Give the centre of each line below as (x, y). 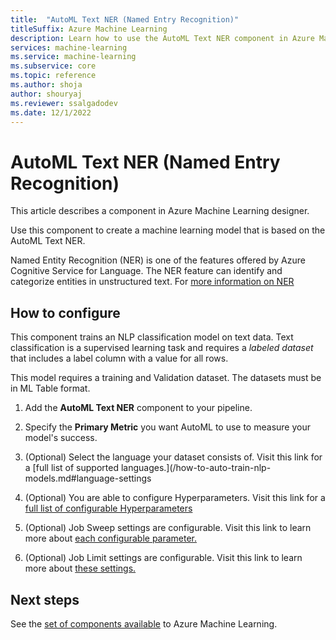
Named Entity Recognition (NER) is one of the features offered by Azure (158, 260)
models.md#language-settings (88, 478)
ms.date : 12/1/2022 (51, 112)
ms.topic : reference (53, 76)
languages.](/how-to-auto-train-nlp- (196, 468)
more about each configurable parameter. (111, 538)
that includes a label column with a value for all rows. (119, 358)
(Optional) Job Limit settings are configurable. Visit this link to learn (163, 558)
